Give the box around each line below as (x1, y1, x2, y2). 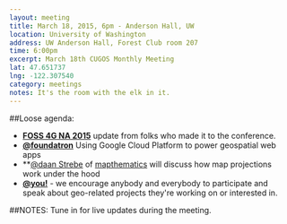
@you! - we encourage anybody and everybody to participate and (22, 177, 269, 188)
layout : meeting (9, 13, 70, 22)
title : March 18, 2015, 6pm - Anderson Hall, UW (9, 22, 195, 30)
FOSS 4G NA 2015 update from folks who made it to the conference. (22, 130, 276, 141)
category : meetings (9, 80, 83, 89)
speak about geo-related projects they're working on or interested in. (22, 187, 278, 198)
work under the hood (22, 168, 100, 179)
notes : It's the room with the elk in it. (9, 88, 170, 97)
